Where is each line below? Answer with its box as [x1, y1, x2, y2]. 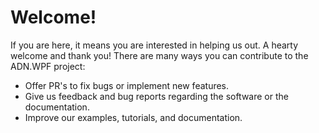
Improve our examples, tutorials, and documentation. [24, 111, 243, 123]
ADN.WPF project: [10, 60, 86, 72]
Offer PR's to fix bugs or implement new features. [24, 79, 230, 91]
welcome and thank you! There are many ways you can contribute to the [10, 49, 309, 61]
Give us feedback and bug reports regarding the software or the [24, 90, 289, 102]
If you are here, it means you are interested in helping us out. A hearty [10, 39, 299, 51]
